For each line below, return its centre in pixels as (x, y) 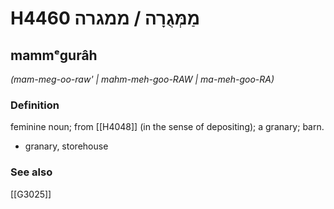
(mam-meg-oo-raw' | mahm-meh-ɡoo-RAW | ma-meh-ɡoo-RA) (142, 79)
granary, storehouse (66, 146)
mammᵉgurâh (54, 55)
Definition (35, 105)
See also (31, 172)
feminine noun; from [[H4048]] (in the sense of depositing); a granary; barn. (167, 127)
